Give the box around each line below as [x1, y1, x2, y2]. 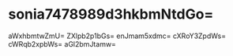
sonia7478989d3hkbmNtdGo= [8, 5, 214, 23]
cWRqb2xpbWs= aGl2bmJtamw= [8, 39, 117, 48]
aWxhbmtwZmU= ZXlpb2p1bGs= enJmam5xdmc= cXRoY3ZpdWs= [8, 31, 227, 40]
